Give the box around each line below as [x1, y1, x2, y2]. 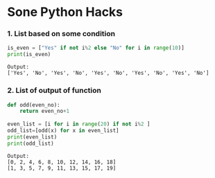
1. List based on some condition [7, 29, 116, 39]
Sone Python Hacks [7, 4, 123, 20]
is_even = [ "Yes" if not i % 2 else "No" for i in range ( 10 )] [7, 44, 185, 52]
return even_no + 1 [19, 108, 70, 115]
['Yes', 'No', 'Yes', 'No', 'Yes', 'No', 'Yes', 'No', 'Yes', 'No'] [7, 70, 209, 77]
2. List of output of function [7, 86, 102, 96]
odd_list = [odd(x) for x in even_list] [7, 127, 119, 134]
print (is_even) [7, 51, 51, 58]
